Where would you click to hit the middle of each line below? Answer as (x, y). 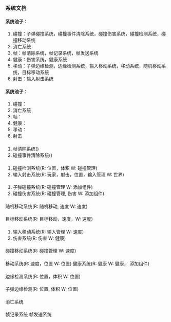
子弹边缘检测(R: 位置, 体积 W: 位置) (42, 289)
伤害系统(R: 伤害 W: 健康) (39, 238)
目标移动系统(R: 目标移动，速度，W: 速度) (49, 219)
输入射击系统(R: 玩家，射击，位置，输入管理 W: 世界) (68, 174)
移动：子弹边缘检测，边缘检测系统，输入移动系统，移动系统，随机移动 (87, 66)
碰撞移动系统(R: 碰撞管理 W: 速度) (41, 251)
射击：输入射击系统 (33, 79)
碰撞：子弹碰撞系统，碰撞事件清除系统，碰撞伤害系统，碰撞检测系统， (87, 34)
